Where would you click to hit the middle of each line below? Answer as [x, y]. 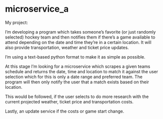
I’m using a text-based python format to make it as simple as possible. [75, 57]
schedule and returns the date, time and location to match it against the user [81, 71]
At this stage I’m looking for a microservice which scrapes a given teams [78, 66]
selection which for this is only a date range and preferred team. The [74, 77]
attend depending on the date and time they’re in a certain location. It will [78, 42]
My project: [17, 22]
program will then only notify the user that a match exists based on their [77, 82]
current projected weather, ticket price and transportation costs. [69, 101]
